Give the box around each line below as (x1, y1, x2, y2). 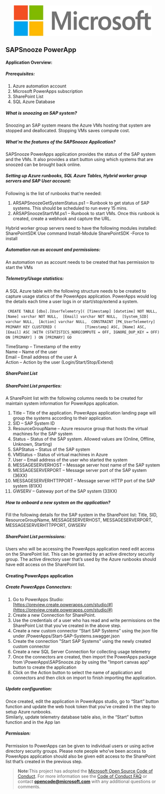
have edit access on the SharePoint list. (5, 562, 85, 568)
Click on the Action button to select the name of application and (12, 669, 142, 675)
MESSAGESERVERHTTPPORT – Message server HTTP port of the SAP (12, 478, 155, 484)
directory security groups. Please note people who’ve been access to (5, 748, 146, 754)
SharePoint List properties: (5, 383, 62, 388)
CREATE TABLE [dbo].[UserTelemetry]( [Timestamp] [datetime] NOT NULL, (7, 309, 158, 314)
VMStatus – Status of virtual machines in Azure (12, 452, 108, 458)
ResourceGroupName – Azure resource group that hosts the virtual (12, 426, 148, 432)
